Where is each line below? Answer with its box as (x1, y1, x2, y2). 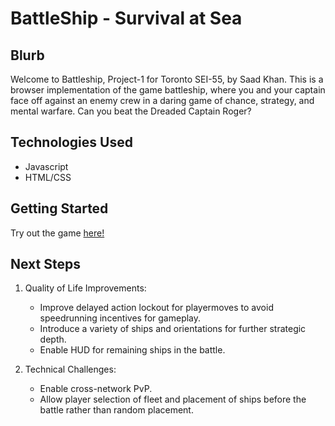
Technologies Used (10, 134, 133, 151)
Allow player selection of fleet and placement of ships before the (39, 393, 307, 406)
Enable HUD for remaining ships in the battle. (39, 344, 226, 356)
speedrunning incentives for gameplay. (39, 312, 202, 324)
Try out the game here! (10, 227, 105, 239)
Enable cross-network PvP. (39, 383, 153, 395)
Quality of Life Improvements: (24, 282, 147, 294)
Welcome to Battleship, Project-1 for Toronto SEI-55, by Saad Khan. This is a (10, 73, 324, 85)
